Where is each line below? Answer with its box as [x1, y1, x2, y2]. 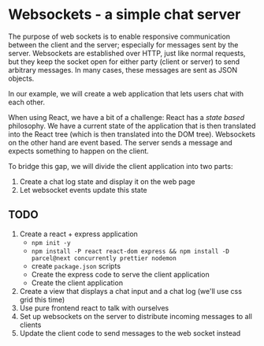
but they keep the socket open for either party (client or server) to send [8, 57, 240, 66]
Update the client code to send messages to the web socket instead [19, 328, 241, 337]
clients [19, 320, 42, 329]
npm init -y [31, 239, 71, 246]
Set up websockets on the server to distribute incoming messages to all [19, 311, 252, 321]
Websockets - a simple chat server [8, 6, 241, 24]
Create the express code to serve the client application [31, 269, 210, 279]
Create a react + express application [19, 229, 138, 239]
